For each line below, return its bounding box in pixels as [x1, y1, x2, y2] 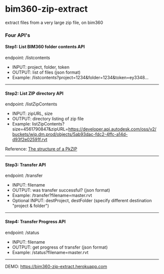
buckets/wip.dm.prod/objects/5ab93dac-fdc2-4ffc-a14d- [12, 131, 128, 137]
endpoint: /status [5, 230, 40, 235]
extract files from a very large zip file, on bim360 [5, 20, 103, 25]
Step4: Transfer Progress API [5, 219, 66, 225]
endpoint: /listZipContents [5, 101, 58, 107]
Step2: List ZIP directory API [5, 90, 63, 96]
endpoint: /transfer [5, 172, 43, 179]
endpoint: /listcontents [5, 55, 50, 61]
